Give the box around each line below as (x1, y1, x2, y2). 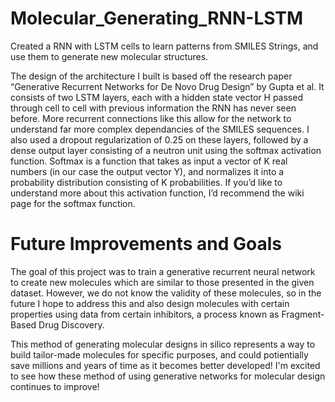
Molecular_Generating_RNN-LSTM (10, 7, 304, 30)
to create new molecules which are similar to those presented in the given (10, 276, 315, 288)
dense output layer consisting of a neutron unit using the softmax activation (10, 144, 322, 156)
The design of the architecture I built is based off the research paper (10, 70, 293, 82)
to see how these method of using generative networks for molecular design (10, 370, 326, 382)
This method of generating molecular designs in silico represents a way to (10, 338, 316, 350)
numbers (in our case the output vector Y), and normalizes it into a (10, 165, 285, 177)
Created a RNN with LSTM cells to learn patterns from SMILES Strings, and (10, 40, 319, 52)
